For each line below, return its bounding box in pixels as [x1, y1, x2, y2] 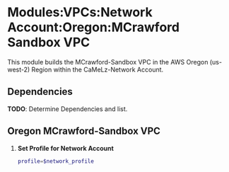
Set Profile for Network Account [17, 144, 114, 152]
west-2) [7, 65, 30, 74]
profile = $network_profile [17, 157, 94, 165]
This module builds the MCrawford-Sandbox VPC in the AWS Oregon [7, 57, 209, 66]
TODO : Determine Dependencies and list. [7, 104, 128, 113]
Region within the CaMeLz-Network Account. [31, 65, 164, 74]
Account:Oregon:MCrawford [7, 19, 180, 35]
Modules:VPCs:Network [7, 4, 153, 21]
